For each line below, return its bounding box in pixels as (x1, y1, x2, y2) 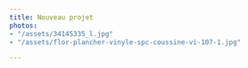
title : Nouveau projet (9, 12, 94, 22)
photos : (9, 21, 38, 30)
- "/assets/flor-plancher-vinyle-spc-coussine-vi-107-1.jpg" (9, 37, 242, 47)
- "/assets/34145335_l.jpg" (9, 29, 114, 38)
